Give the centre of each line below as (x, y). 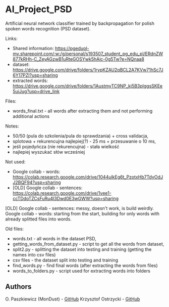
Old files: (15, 229)
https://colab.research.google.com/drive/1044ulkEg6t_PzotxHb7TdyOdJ (88, 177)
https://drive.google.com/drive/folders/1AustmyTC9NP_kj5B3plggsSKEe (88, 86)
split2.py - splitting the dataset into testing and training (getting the (82, 249)
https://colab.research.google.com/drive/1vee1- (62, 193)
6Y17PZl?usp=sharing (35, 75)
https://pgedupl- (72, 48)
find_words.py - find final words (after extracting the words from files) (85, 265)
